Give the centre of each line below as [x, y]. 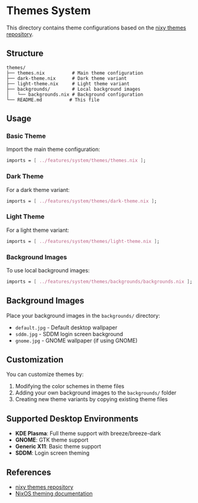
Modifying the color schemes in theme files [70, 386]
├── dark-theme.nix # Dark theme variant [67, 78]
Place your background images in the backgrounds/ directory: [83, 315]
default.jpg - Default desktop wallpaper [66, 327]
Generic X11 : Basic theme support [58, 447]
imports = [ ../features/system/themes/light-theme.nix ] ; [83, 241]
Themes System [49, 11]
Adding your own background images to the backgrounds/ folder [96, 393]
